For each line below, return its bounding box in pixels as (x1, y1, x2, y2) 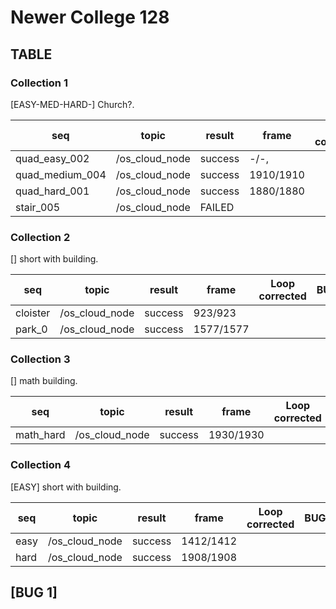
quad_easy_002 (15, 151, 90, 165)
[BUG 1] (10, 584, 58, 601)
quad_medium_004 (15, 167, 107, 181)
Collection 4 (10, 458, 71, 472)
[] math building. (10, 375, 78, 387)
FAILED (199, 200, 235, 214)
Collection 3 (10, 352, 71, 366)
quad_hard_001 (15, 184, 90, 198)
